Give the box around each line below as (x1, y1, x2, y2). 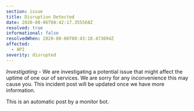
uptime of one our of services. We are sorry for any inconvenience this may (6, 74, 189, 81)
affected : (6, 41, 30, 47)
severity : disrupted (6, 52, 57, 58)
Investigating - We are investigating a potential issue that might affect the (6, 68, 183, 75)
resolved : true (6, 25, 43, 31)
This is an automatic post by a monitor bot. (6, 98, 110, 105)
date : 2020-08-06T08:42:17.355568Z (6, 19, 93, 25)
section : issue (6, 8, 43, 15)
